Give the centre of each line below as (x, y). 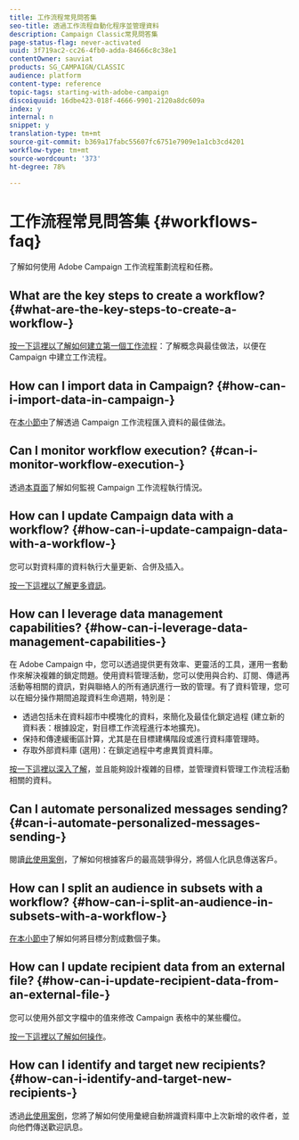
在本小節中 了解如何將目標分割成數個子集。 (87, 938)
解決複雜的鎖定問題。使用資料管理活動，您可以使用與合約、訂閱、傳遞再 (157, 675)
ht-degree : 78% (37, 167)
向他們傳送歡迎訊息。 (48, 1127)
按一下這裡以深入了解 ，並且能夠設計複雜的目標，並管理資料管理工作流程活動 (149, 769)
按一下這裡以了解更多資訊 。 (60, 585)
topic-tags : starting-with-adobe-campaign (89, 92)
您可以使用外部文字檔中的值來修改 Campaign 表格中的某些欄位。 (128, 1017)
